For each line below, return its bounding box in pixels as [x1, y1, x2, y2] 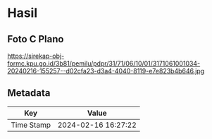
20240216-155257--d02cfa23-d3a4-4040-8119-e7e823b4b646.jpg [7, 67, 205, 75]
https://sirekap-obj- [7, 52, 65, 60]
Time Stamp [11, 120, 51, 130]
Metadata [7, 87, 51, 99]
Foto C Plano [7, 33, 64, 45]
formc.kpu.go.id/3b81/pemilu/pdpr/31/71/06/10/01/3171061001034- [7, 59, 201, 68]
